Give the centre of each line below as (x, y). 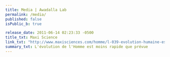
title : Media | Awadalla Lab (36, 10)
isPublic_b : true (24, 24)
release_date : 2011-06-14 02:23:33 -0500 (50, 33)
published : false (24, 19)
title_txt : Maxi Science (31, 37)
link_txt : (16, 42)
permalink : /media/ (26, 14)
